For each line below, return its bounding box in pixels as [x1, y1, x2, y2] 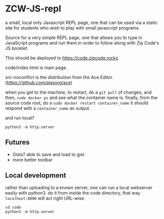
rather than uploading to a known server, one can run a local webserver [5, 184, 152, 190]
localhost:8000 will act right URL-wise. [5, 195, 85, 201]
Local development [5, 171, 66, 180]
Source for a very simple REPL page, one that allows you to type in [5, 34, 142, 40]
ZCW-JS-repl [5, 3, 61, 14]
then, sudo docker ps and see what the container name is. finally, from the [5, 94, 157, 100]
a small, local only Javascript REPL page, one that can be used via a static [5, 19, 158, 25]
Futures [5, 138, 30, 146]
